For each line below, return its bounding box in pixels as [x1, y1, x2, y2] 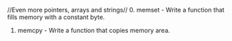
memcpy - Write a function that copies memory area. [17, 27, 171, 34]
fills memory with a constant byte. [7, 13, 105, 21]
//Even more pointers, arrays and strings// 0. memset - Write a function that [7, 6, 225, 14]
